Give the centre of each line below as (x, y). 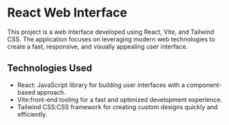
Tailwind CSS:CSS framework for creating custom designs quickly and (117, 107)
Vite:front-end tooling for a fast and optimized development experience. (120, 99)
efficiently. (32, 114)
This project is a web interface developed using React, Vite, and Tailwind (111, 32)
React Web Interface (67, 13)
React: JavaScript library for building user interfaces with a (101, 85)
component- (204, 85)
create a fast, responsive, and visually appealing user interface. (98, 46)
